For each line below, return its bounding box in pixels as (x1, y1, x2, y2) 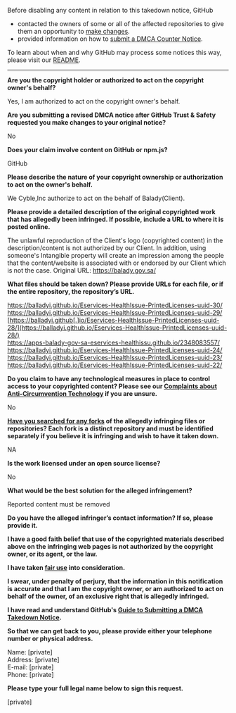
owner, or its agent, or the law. (7, 550, 98, 558)
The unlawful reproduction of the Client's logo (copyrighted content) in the (7, 236, 223, 244)
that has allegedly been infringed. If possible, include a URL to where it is (7, 215, 224, 223)
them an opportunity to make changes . (17, 27, 130, 35)
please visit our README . (7, 56, 81, 64)
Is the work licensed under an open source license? (7, 459, 161, 467)
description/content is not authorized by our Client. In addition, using (7, 244, 206, 252)
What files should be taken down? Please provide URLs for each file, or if (7, 280, 223, 288)
